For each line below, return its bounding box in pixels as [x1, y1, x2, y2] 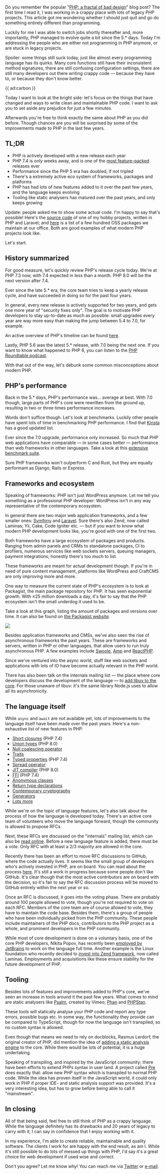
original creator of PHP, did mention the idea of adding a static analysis [5, 1039, 149, 1045]
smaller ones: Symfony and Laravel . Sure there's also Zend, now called [5, 518, 149, 524]
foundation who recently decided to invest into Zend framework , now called [5, 951, 159, 957]
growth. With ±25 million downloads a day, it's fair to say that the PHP [5, 593, 147, 599]
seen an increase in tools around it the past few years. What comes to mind [5, 994, 158, 1000]
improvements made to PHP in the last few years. [5, 125, 105, 131]
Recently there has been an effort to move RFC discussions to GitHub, [5, 853, 147, 859]
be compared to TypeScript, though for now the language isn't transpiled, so [5, 1019, 161, 1025]
